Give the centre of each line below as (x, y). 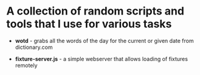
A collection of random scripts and (95, 11)
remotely (26, 65)
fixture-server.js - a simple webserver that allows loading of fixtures (102, 59)
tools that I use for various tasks (89, 24)
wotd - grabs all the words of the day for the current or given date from (104, 41)
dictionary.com (34, 47)
